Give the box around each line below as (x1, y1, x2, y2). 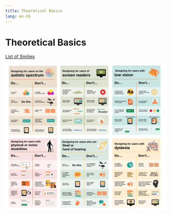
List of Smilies (5, 53, 35, 60)
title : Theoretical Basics (5, 8, 63, 13)
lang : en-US (5, 13, 31, 19)
